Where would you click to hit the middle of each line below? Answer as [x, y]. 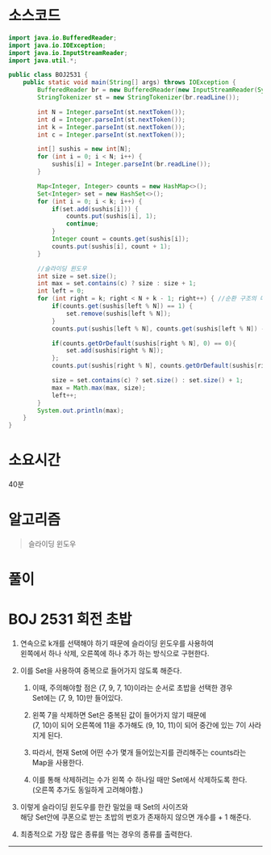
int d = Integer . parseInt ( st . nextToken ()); [111, 120]
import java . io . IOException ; [57, 45]
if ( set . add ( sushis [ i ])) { [95, 209]
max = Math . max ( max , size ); [99, 388]
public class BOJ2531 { [48, 75]
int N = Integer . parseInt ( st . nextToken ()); [111, 112]
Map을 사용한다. [58, 763]
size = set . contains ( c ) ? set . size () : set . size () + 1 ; [147, 381]
